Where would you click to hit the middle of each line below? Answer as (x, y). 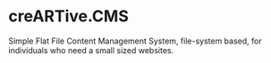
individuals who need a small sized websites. (91, 50)
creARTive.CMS (68, 16)
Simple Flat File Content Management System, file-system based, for (135, 41)
